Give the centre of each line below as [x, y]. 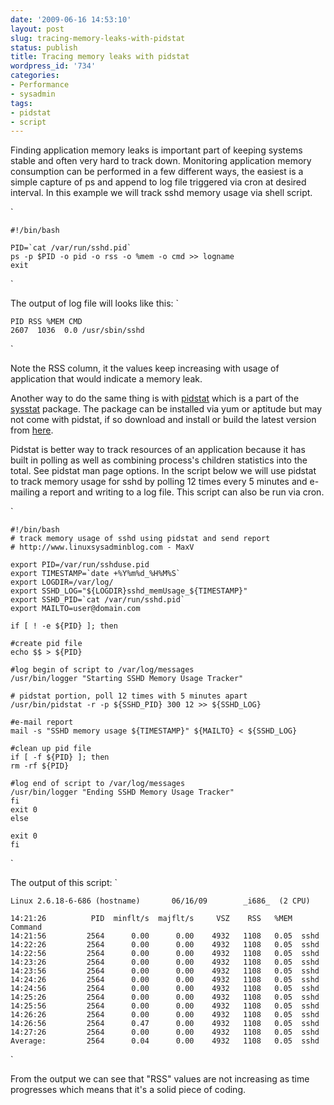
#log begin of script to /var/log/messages [102, 670]
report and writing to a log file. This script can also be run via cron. [187, 492]
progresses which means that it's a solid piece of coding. [128, 1090]
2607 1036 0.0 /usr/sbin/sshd [77, 331]
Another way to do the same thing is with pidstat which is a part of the [155, 398]
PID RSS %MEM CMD [46, 322]
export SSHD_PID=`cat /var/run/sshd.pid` [98, 600]
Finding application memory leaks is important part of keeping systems [156, 150]
